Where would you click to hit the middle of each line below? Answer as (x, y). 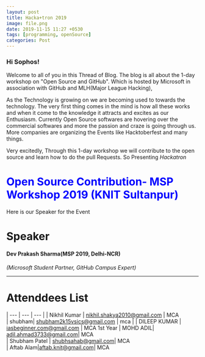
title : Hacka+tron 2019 (37, 18)
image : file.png (27, 23)
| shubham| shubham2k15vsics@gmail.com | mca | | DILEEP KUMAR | (94, 321)
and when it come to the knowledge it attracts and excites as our (88, 113)
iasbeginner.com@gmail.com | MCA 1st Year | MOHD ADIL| (80, 328)
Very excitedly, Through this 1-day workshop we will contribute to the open (101, 151)
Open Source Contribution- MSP (90, 182)
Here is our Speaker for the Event (48, 212)
